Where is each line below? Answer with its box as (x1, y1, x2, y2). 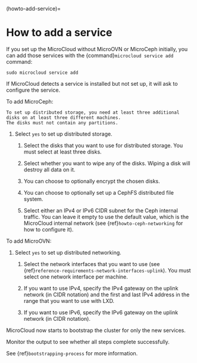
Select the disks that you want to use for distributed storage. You (23, 142, 183, 149)
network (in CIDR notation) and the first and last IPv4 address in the (23, 291, 190, 298)
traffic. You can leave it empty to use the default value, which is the (23, 213, 189, 220)
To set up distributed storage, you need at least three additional (6, 109, 180, 115)
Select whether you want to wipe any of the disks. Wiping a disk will (23, 159, 190, 167)
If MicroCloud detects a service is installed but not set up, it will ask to (6, 80, 178, 87)
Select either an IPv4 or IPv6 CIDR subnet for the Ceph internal (23, 206, 179, 214)
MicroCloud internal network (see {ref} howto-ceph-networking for (23, 220, 183, 227)
